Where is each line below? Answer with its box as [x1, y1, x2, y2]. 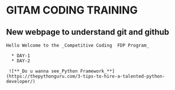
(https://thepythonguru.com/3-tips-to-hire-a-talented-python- [6, 74, 166, 79]
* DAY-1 [11, 53, 31, 59]
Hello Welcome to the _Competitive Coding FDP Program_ [6, 42, 150, 48]
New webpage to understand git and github [6, 27, 170, 37]
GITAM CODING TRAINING [6, 4, 138, 17]
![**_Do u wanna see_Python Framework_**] [8, 68, 115, 74]
